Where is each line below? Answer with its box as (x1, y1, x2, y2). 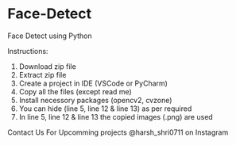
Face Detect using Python (7, 31, 92, 40)
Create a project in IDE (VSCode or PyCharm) (18, 78, 168, 88)
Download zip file (18, 61, 76, 71)
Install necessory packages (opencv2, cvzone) (18, 95, 172, 105)
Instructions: (7, 46, 48, 55)
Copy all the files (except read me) (18, 86, 132, 96)
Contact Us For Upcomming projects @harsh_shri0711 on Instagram (7, 128, 229, 137)
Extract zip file (18, 70, 67, 79)
